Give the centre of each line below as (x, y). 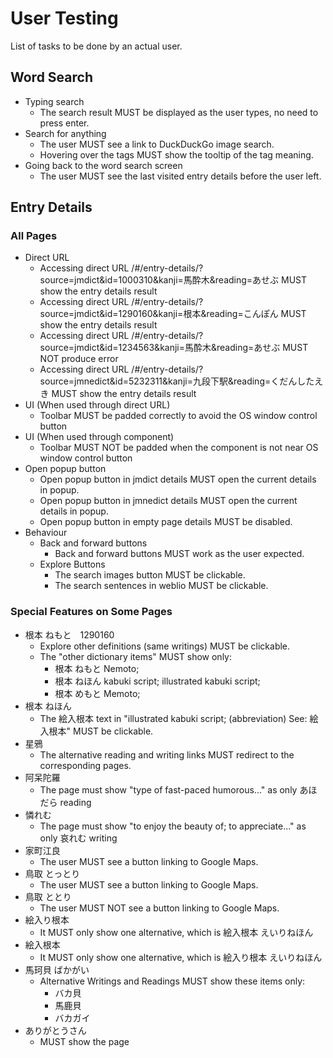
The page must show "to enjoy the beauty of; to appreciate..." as (173, 826)
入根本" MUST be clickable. (96, 731)
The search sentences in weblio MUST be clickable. (161, 586)
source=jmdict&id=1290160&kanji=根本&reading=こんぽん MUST (173, 314)
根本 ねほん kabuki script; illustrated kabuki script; (157, 681)
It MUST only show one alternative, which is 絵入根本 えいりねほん (176, 932)
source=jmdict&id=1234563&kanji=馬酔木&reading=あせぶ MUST (174, 348)
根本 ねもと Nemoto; (97, 668)
